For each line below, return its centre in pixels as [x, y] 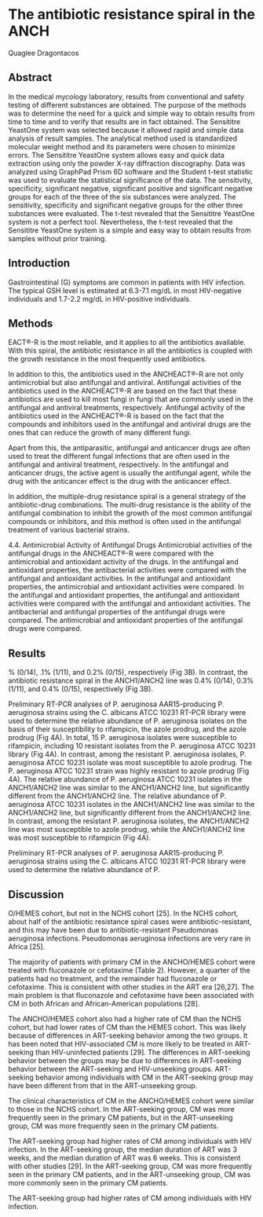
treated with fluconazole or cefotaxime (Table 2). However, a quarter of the [129, 970]
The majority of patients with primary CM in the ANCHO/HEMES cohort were [132, 962]
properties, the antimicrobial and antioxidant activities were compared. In [126, 587]
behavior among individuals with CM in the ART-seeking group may [144, 1077]
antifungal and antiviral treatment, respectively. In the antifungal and [119, 464]
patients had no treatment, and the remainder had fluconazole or [113, 979]
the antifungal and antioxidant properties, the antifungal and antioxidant [124, 596]
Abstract [30, 77]
